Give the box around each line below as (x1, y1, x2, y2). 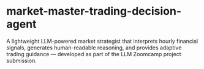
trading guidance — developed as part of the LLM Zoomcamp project (6, 50, 182, 57)
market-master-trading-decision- (6, 4, 182, 18)
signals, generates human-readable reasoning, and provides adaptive (6, 44, 182, 51)
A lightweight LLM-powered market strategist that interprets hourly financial (6, 37, 198, 45)
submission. (6, 57, 37, 64)
